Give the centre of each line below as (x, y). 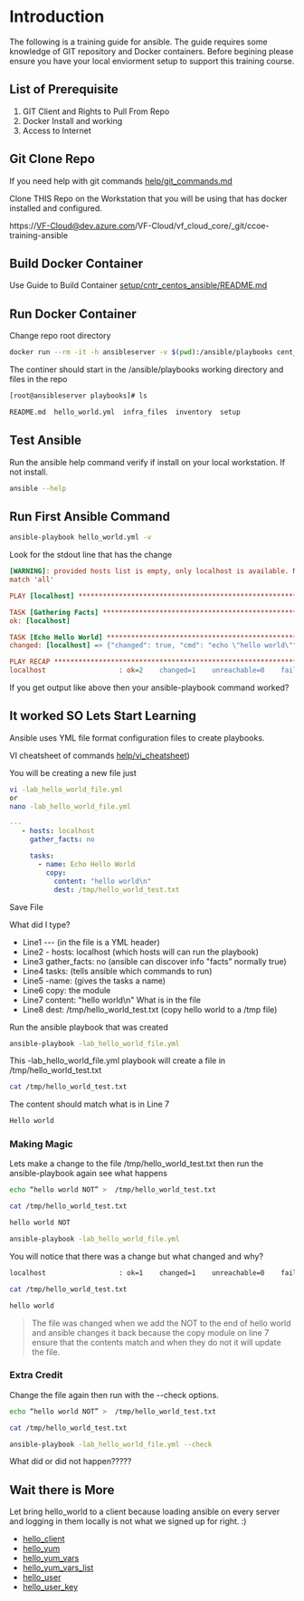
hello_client (43, 1539)
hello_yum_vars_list (58, 1567)
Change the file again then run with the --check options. (114, 1395)
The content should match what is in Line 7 (90, 1104)
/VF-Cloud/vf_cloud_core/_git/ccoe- (202, 225)
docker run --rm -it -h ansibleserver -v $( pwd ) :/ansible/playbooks (141, 352)
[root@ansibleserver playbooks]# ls (78, 396)
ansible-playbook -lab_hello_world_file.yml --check (111, 1444)
